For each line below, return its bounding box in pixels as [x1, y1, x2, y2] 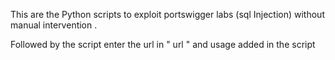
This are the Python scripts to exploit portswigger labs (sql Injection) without [10, 9, 325, 20]
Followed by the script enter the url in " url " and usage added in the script [10, 39, 316, 50]
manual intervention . [10, 19, 98, 31]
